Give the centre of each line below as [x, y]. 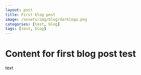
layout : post [19, 10]
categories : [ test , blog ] [32, 24]
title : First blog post [30, 15]
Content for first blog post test [70, 54]
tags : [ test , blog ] [26, 29]
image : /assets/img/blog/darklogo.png [46, 19]
